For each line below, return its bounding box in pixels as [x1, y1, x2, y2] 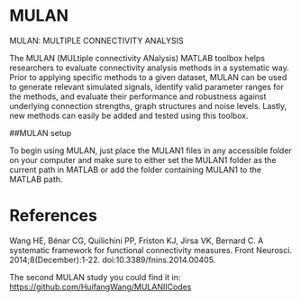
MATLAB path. [9, 173, 63, 185]
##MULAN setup [9, 127, 72, 138]
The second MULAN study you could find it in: [9, 271, 181, 282]
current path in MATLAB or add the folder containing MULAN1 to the [9, 164, 262, 175]
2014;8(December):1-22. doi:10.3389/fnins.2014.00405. [9, 254, 216, 265]
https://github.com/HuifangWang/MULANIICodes [9, 281, 192, 292]
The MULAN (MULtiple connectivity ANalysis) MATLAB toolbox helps [9, 52, 266, 63]
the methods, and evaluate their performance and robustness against [9, 91, 267, 102]
